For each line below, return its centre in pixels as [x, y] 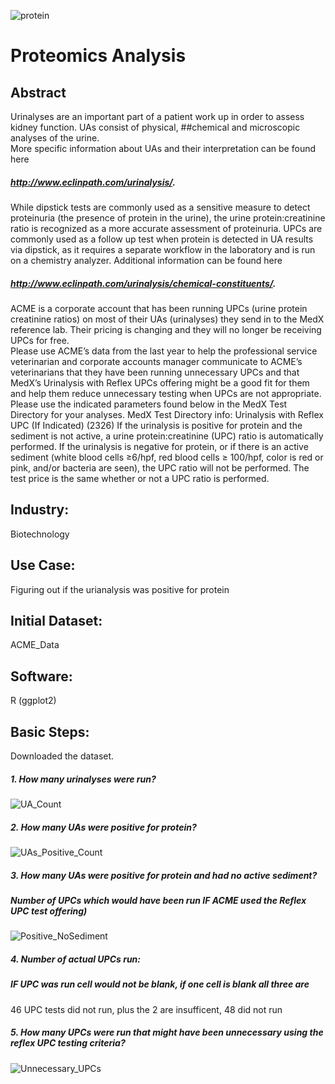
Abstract [38, 92]
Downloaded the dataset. [62, 756]
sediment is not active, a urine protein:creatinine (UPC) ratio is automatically [167, 436]
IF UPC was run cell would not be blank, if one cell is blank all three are [160, 984]
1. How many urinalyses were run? [83, 779]
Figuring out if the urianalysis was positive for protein [120, 589]
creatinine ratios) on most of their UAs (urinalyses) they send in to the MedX [167, 319]
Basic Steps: [50, 731]
